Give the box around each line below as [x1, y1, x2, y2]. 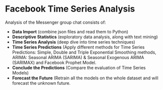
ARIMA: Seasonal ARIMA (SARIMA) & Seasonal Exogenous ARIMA [12, 54, 145, 60]
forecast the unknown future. [12, 80, 71, 86]
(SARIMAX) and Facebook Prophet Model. [12, 60, 96, 65]
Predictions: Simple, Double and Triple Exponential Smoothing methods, [12, 49, 157, 55]
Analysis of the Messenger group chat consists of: [5, 19, 106, 25]
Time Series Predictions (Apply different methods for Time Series [12, 44, 145, 50]
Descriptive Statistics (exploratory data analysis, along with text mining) [12, 34, 158, 40]
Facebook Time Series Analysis [5, 3, 135, 15]
